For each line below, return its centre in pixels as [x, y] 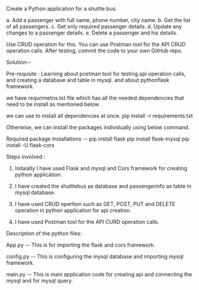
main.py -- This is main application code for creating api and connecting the [99, 274]
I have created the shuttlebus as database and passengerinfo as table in [103, 186]
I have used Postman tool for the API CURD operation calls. [87, 222]
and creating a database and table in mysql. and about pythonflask [88, 80]
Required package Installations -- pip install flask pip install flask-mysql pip [98, 139]
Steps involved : [26, 157]
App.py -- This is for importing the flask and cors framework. [81, 245]
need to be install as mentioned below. [53, 104]
